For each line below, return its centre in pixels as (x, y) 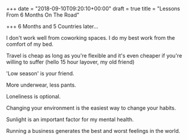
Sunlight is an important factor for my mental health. (70, 119)
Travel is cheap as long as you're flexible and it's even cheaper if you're (94, 55)
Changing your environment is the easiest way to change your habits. (91, 108)
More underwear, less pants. (41, 85)
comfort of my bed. (30, 44)
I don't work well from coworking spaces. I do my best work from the (91, 38)
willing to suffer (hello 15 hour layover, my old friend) (70, 62)
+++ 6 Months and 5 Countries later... (52, 26)
